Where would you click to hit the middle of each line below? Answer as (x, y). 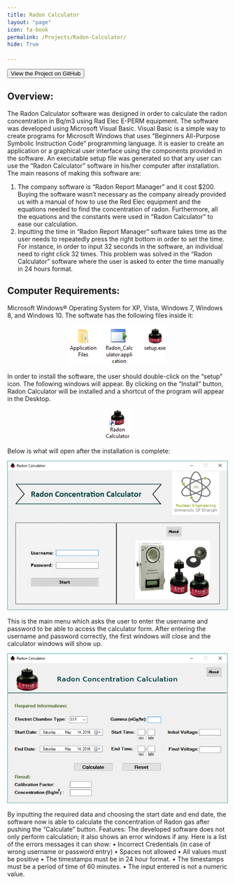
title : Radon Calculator (43, 15)
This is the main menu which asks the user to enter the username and (108, 621)
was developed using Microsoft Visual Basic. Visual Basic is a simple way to (116, 128)
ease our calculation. (48, 224)
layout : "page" (29, 22)
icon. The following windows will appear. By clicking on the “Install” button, (115, 383)
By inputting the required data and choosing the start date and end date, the (117, 814)
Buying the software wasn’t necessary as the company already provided (122, 194)
